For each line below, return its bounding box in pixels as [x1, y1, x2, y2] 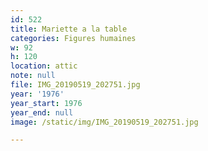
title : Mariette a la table [10, 24, 128, 34]
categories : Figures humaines [10, 33, 137, 43]
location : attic [10, 61, 78, 71]
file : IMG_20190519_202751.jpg [10, 80, 141, 90]
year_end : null [10, 107, 74, 118]
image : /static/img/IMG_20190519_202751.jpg [10, 117, 199, 127]
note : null [10, 71, 56, 81]
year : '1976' [10, 89, 65, 99]
